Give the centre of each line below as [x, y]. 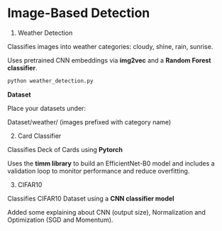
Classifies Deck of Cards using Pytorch [65, 149]
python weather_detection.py [50, 81]
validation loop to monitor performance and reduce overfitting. [99, 171]
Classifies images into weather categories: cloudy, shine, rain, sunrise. [110, 46]
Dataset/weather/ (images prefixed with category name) [89, 122]
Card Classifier [39, 136]
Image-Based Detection [79, 13]
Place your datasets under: [47, 108]
